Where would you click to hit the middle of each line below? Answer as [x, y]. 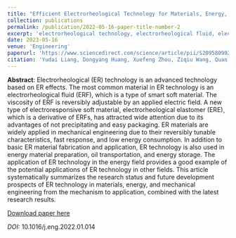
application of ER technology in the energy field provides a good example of [117, 162]
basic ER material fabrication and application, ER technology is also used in [116, 147]
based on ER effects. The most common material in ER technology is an [111, 87]
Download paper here [39, 213]
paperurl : [22, 54]
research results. [32, 199]
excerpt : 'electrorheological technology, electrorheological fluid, [111, 33]
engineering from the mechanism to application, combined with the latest [113, 192]
